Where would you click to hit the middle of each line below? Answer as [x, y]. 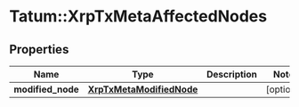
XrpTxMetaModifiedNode [143, 89]
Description [232, 74]
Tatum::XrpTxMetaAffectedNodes [138, 16]
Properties [39, 49]
